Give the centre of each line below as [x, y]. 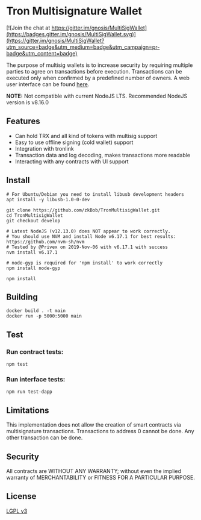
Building [22, 297]
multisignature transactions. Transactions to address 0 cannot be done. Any [100, 431]
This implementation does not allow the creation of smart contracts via [94, 425]
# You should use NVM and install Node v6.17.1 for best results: [91, 236]
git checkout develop [33, 221]
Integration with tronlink [44, 148]
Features [23, 121]
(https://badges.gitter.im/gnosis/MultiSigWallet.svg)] [71, 34]
